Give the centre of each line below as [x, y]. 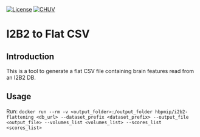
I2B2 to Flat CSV [48, 34]
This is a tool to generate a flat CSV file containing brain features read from [100, 71]
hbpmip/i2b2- [171, 112]
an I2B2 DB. [21, 77]
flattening [20, 117]
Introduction [30, 56]
